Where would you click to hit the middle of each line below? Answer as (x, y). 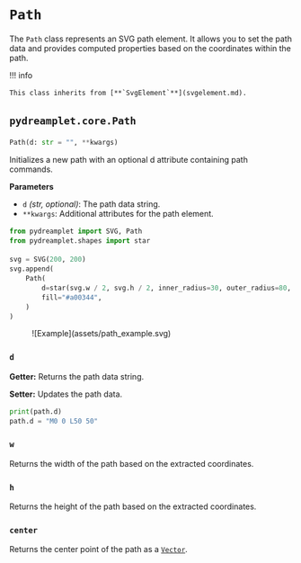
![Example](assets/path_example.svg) (102, 334)
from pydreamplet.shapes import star (80, 241)
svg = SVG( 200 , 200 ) (48, 260)
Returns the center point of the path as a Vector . (99, 550)
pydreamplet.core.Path (73, 121)
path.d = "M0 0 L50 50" (54, 421)
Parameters (31, 186)
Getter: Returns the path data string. (77, 376)
